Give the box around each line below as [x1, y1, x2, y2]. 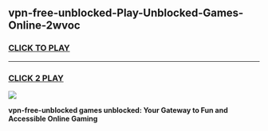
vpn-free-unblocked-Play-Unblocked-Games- [8, 6, 244, 20]
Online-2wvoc [8, 19, 81, 33]
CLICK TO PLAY [8, 43, 70, 54]
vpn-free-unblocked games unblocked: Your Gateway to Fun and [8, 105, 229, 114]
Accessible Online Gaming [8, 114, 98, 123]
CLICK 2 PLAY [8, 72, 64, 83]
